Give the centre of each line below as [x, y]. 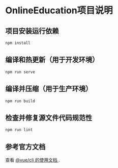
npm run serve [20, 72]
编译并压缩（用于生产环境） [49, 89]
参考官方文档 [25, 147]
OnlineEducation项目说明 [59, 10]
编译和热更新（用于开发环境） [52, 60]
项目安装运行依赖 [32, 31]
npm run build [20, 101]
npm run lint [19, 130]
